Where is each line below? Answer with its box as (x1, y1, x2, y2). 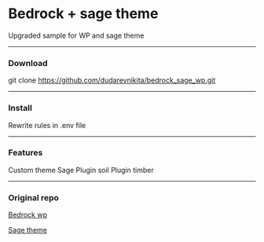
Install (8, 103, 33, 114)
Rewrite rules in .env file (8, 120, 86, 130)
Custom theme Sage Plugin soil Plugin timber (8, 165, 155, 174)
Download (8, 57, 49, 68)
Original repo (8, 192, 59, 203)
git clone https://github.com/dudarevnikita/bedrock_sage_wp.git (8, 75, 216, 85)
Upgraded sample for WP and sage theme (8, 31, 145, 40)
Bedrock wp (8, 210, 47, 220)
